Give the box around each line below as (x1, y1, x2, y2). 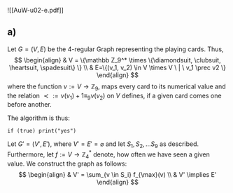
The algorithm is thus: (7, 114, 70, 122)
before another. (7, 100, 52, 109)
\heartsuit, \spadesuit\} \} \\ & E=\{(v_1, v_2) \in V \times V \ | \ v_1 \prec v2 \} (9, 63, 226, 72)
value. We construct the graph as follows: (7, 159, 127, 168)
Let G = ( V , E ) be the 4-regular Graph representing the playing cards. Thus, (7, 45, 224, 53)
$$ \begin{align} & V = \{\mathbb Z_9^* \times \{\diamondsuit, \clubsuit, (13, 55, 222, 64)
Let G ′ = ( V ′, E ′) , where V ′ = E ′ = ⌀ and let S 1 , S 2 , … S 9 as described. (7, 140, 199, 150)
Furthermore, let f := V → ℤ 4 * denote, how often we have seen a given (7, 149, 210, 160)
